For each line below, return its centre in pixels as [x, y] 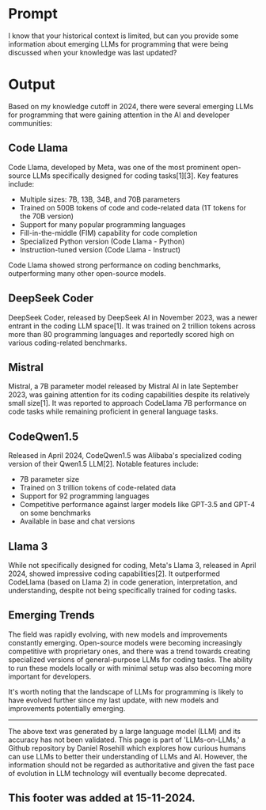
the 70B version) [46, 216]
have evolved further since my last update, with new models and [114, 700]
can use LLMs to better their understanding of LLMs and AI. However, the [128, 756]
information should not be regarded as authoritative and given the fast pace [131, 765]
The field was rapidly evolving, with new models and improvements [118, 634]
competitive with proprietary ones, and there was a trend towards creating [129, 651]
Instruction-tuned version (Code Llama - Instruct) [100, 249]
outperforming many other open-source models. [87, 273]
